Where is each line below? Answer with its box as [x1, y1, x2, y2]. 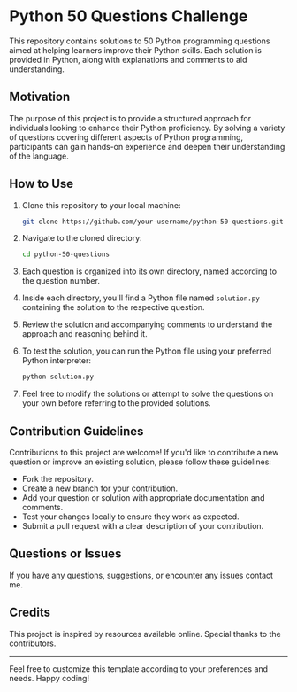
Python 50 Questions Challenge [9, 6, 248, 27]
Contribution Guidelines [9, 424, 144, 439]
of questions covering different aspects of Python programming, [9, 131, 244, 143]
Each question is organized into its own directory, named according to [21, 266, 277, 276]
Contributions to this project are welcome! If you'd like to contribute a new [9, 447, 279, 457]
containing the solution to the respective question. [21, 302, 205, 313]
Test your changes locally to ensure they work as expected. [21, 511, 240, 522]
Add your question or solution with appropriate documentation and [21, 493, 265, 502]
